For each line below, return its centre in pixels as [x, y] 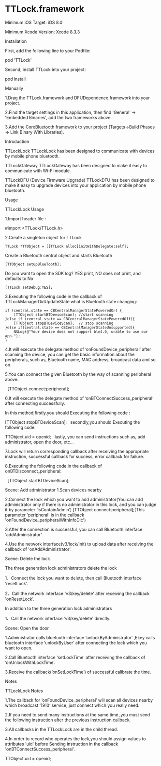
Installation [16, 41]
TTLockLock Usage [25, 209]
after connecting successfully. [35, 403]
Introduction [17, 141]
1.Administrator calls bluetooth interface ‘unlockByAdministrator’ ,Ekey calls [80, 637]
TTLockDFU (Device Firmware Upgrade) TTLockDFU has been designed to [80, 180]
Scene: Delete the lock [28, 558]
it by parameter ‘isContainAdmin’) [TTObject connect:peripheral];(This [75, 509]
